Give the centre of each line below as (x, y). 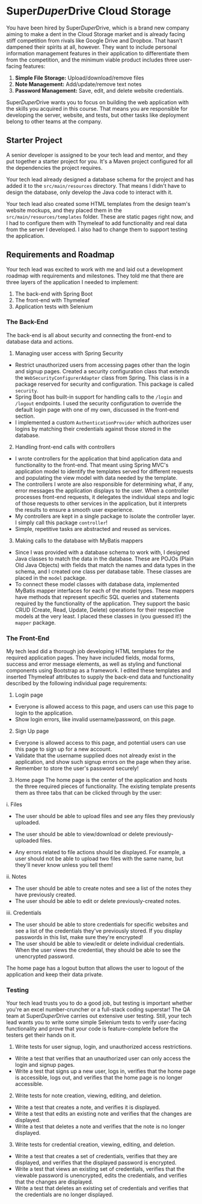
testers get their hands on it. (41, 1035)
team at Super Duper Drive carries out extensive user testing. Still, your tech (99, 1016)
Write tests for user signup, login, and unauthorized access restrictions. (103, 1047)
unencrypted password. (44, 957)
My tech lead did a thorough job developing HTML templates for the (90, 651)
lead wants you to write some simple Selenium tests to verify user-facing (96, 1022)
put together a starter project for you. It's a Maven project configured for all (99, 161)
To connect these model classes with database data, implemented (97, 584)
